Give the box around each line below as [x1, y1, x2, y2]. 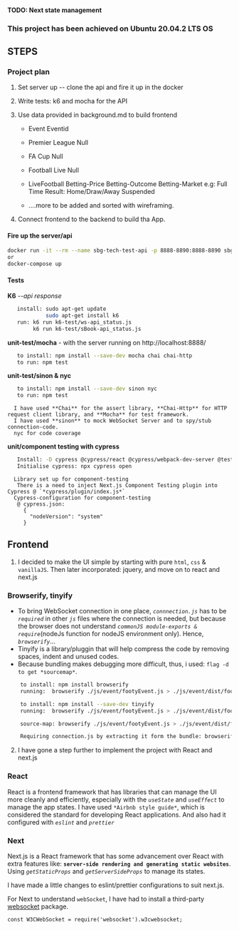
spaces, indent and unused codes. [17, 653, 119, 661]
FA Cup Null [28, 152, 63, 160]
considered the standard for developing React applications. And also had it [7, 810, 226, 819]
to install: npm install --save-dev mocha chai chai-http [16, 352, 193, 359]
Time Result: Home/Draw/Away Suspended [28, 188, 155, 196]
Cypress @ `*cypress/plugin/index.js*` [7, 488, 126, 495]
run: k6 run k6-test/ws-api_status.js [16, 318, 132, 326]
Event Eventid [28, 125, 69, 133]
